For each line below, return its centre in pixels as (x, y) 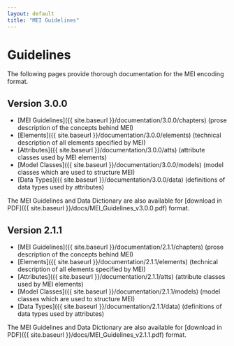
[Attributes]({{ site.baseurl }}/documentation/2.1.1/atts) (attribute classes (121, 277)
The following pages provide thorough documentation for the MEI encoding (116, 74)
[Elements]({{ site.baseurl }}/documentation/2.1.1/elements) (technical (118, 262)
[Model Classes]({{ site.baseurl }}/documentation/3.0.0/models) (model (120, 165)
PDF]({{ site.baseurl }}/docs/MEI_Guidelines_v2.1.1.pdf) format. (97, 335)
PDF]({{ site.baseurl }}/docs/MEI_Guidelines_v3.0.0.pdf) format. (98, 208)
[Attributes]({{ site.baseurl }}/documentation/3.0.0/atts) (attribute (111, 150)
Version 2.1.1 (35, 230)
